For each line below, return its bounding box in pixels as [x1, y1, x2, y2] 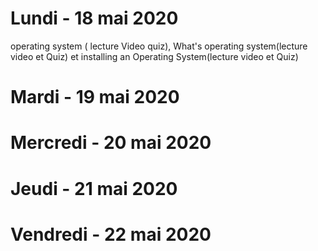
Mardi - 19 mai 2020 [10, 86, 180, 109]
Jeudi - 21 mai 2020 [10, 177, 178, 200]
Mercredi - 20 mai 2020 [10, 132, 212, 154]
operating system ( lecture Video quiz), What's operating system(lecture [10, 40, 308, 52]
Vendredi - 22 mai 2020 [10, 223, 212, 246]
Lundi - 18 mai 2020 [10, 7, 179, 30]
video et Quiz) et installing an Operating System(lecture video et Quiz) [10, 50, 299, 62]
